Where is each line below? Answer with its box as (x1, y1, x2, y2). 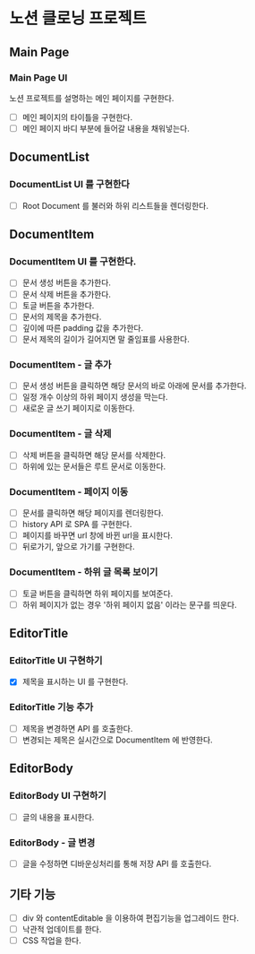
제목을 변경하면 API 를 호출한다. (21, 723, 133, 733)
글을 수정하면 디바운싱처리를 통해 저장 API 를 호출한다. (21, 858, 212, 869)
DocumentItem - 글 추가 (9, 358, 112, 370)
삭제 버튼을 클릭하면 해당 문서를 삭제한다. (21, 449, 166, 460)
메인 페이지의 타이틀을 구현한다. (21, 111, 132, 122)
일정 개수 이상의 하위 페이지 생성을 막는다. (21, 392, 168, 403)
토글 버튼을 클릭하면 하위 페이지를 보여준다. (21, 588, 174, 599)
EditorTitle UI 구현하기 (9, 655, 103, 666)
